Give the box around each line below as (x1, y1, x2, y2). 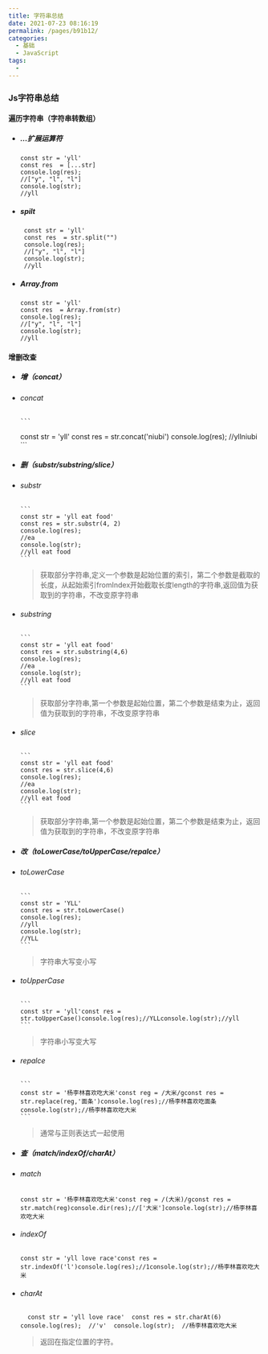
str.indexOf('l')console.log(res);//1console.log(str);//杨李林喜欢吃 (19, 1263, 254, 1271)
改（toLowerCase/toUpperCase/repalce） (19, 846, 164, 856)
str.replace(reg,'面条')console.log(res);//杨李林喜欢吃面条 (19, 1097, 217, 1106)
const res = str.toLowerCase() (19, 906, 125, 914)
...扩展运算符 (19, 134, 63, 143)
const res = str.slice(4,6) (19, 766, 114, 775)
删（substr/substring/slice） (19, 459, 118, 469)
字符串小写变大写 (39, 1037, 97, 1047)
